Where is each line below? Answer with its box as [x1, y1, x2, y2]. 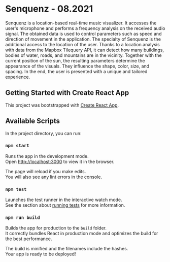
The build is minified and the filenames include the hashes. [5, 246, 128, 252]
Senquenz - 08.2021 [5, 3, 93, 15]
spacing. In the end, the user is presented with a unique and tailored [5, 68, 148, 74]
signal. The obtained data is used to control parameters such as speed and [5, 30, 162, 37]
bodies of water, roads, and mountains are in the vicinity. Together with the [5, 52, 162, 58]
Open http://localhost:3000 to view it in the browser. [5, 158, 115, 165]
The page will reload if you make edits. [5, 168, 86, 174]
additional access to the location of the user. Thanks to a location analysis [5, 41, 160, 47]
